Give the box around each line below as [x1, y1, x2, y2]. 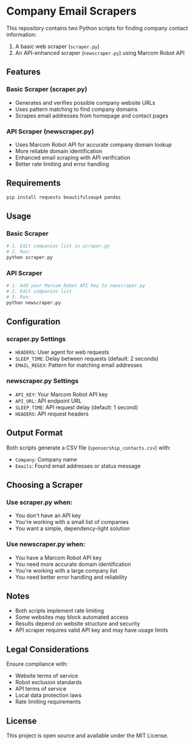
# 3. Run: [6, 294, 32, 300]
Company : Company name [15, 456, 77, 463]
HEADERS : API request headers [15, 410, 89, 417]
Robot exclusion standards [15, 679, 82, 686]
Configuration [6, 317, 61, 327]
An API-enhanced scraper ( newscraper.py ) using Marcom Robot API [15, 49, 185, 56]
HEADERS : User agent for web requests [15, 348, 109, 356]
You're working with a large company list [15, 567, 117, 574]
